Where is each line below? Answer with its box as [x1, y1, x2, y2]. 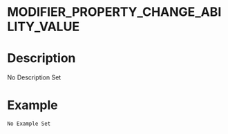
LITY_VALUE [7, 19, 80, 35]
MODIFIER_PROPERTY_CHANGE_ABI [7, 4, 222, 20]
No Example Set [7, 120, 51, 128]
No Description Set [7, 73, 61, 82]
